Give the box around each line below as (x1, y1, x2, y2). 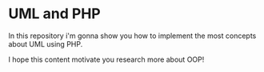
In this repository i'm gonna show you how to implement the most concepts (8, 31, 257, 40)
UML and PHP (8, 5, 102, 23)
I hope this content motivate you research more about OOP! (8, 55, 205, 64)
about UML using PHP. (8, 39, 83, 48)
